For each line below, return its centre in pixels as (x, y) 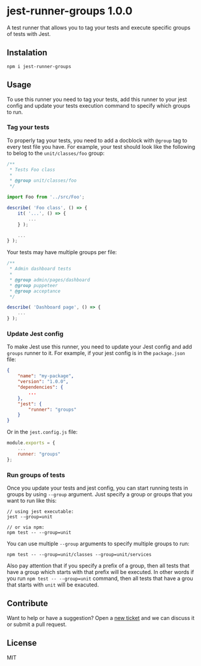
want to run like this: (32, 500)
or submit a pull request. (37, 624)
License (22, 643)
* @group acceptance (35, 291)
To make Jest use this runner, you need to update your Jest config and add (99, 347)
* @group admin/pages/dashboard (50, 280)
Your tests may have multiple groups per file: (62, 252)
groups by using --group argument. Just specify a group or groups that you (100, 494)
